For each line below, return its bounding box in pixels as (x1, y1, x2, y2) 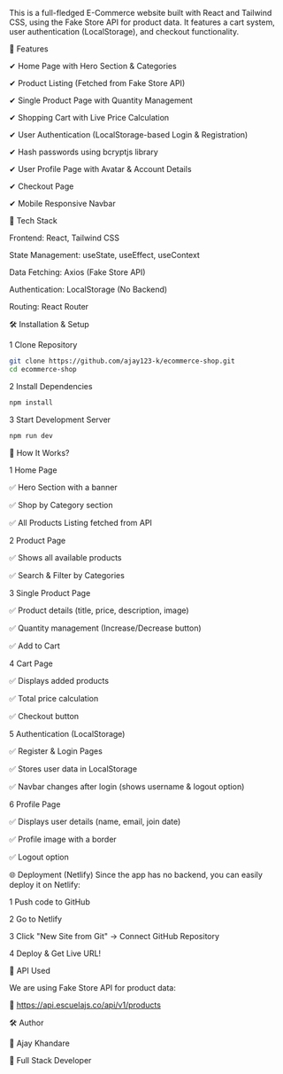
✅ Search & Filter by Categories (9, 569, 126, 580)
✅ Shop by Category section (9, 499, 113, 510)
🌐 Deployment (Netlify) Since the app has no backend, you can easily (9, 869, 264, 880)
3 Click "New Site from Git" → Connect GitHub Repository (9, 930, 219, 941)
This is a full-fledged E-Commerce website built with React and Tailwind (9, 8, 272, 18)
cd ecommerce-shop (9, 365, 77, 373)
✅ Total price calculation (9, 693, 99, 703)
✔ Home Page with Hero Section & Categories (9, 61, 177, 71)
